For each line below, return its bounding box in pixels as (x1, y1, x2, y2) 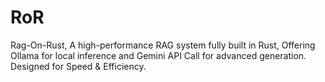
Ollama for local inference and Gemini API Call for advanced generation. (10, 49, 307, 61)
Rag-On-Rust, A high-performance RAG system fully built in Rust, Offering (10, 39, 316, 51)
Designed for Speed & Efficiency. (10, 60, 147, 72)
